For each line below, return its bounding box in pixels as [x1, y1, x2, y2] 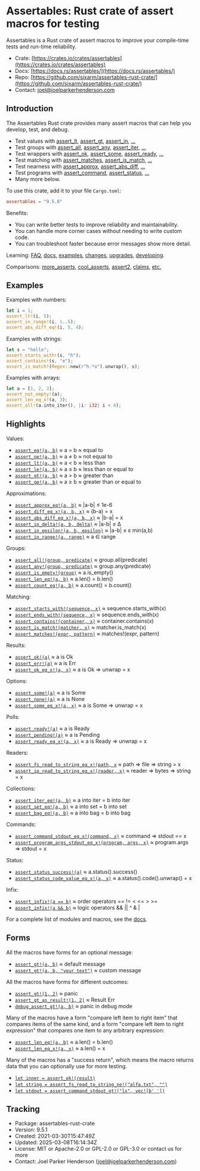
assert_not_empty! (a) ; [6, 391, 63, 398]
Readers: [6, 749, 29, 756]
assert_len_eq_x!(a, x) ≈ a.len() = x [14, 1044, 106, 1052]
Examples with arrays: [6, 374, 61, 382]
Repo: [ [14, 73, 33, 81]
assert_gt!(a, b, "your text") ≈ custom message [14, 966, 141, 974]
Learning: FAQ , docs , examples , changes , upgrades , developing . [6, 251, 165, 259]
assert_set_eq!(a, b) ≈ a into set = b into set [14, 803, 127, 810]
